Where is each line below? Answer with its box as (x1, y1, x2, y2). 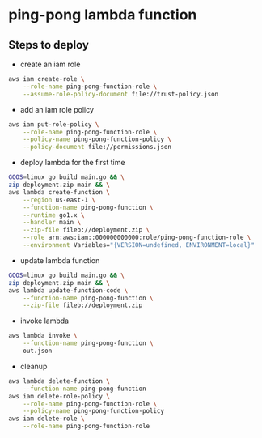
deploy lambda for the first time (19, 158, 125, 168)
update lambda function (19, 255, 100, 265)
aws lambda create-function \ (8, 188, 111, 196)
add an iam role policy (19, 104, 95, 114)
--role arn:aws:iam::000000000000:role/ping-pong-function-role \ (23, 233, 251, 242)
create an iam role (19, 59, 81, 69)
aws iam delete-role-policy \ (8, 392, 111, 400)
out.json (23, 347, 53, 355)
